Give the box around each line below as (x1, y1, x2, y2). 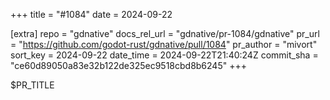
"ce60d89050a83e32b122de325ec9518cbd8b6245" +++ (10, 60, 247, 71)
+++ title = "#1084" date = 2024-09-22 (10, 9, 173, 20)
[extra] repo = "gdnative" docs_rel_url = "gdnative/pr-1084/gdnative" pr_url (10, 28, 320, 39)
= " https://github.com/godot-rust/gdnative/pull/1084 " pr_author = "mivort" (10, 39, 318, 50)
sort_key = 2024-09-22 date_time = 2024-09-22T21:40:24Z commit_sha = (10, 49, 319, 61)
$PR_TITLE (10, 79, 55, 91)
